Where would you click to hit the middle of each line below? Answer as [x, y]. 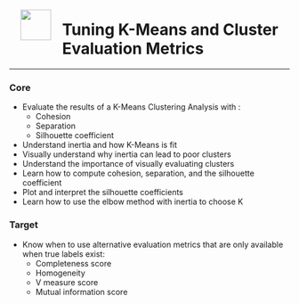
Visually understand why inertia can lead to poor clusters [126, 154]
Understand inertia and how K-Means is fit [100, 145]
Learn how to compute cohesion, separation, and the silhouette [138, 173]
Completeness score [73, 263]
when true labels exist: [63, 254]
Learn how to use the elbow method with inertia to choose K [133, 201]
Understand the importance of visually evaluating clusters [128, 164]
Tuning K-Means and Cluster [170, 30]
